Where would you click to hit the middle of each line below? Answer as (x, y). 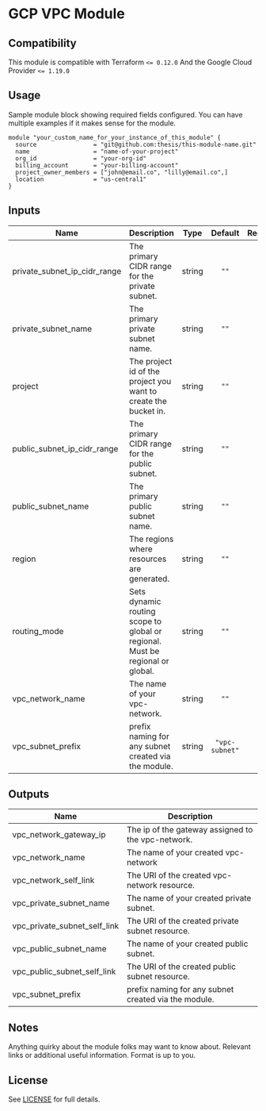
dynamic (145, 602)
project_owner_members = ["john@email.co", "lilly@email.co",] (122, 172)
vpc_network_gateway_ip (59, 835)
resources (148, 559)
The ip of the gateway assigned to (190, 830)
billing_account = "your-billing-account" (97, 165)
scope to (146, 621)
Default (225, 233)
